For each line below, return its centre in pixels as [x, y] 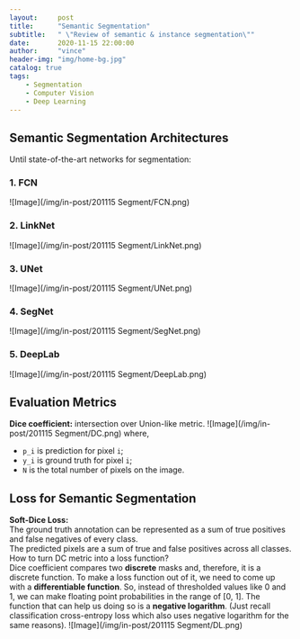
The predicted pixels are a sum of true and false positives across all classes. [150, 549]
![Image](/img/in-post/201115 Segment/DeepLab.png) [108, 373]
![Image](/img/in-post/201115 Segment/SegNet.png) [105, 331]
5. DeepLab [35, 355]
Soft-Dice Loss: [39, 520]
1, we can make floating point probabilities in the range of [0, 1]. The [135, 597]
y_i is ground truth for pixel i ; [77, 461]
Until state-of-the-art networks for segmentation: [100, 159]
